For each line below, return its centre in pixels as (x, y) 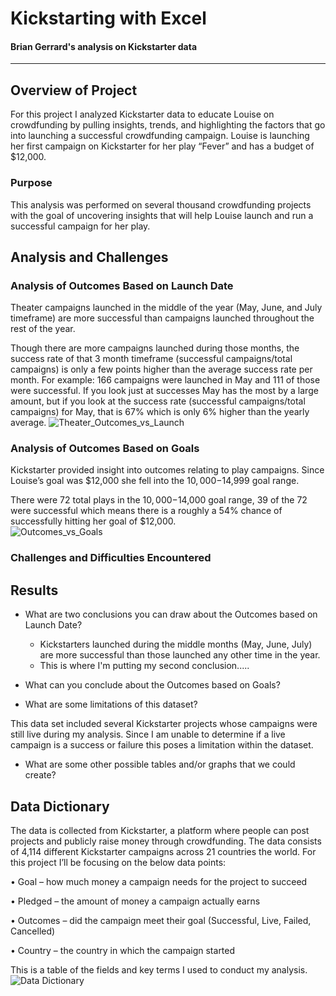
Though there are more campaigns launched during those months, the (155, 348)
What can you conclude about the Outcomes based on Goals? (152, 685)
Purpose (31, 183)
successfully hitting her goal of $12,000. (93, 521)
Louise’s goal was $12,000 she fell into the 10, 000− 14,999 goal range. (155, 481)
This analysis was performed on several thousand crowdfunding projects (161, 204)
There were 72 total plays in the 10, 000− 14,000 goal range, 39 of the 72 (159, 500)
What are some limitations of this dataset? (111, 704)
